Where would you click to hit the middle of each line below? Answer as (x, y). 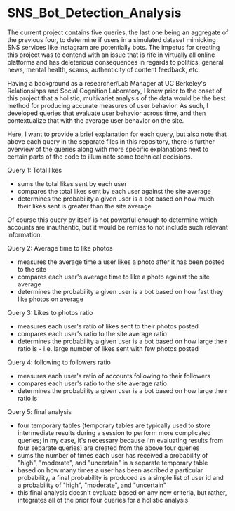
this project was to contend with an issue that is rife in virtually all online (111, 55)
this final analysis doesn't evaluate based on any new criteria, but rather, (122, 492)
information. (25, 234)
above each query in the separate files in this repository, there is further (111, 141)
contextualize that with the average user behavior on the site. (96, 120)
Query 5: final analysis (40, 411)
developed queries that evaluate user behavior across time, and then (107, 113)
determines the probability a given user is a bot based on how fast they (120, 291)
